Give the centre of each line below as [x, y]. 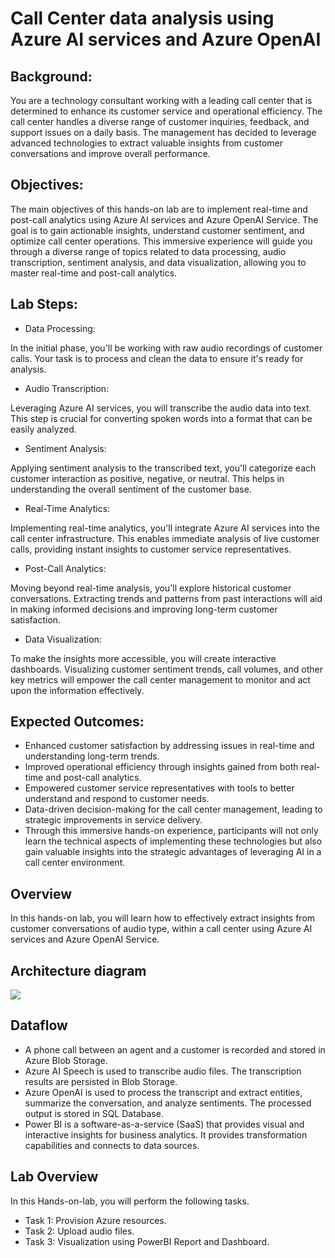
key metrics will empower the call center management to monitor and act [160, 679]
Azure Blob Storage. [66, 1060]
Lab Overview [54, 1177]
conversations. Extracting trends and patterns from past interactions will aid [166, 598]
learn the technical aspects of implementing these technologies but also [173, 841]
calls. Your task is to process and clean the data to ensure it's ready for [157, 358]
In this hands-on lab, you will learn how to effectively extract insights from [163, 918]
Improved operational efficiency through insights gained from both [161, 767]
